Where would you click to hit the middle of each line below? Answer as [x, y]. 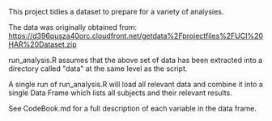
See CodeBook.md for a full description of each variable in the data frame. [132, 108]
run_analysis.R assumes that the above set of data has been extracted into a [136, 60]
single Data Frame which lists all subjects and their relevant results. [120, 93]
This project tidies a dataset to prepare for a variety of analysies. [116, 12]
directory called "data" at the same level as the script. [98, 69]
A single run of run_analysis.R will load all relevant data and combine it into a [136, 84]
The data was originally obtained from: [73, 27]
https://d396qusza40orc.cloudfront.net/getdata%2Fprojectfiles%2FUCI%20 [136, 36]
